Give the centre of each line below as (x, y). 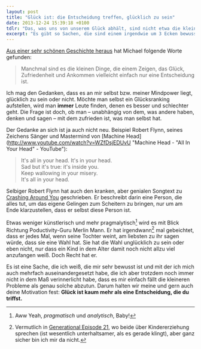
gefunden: (19, 57)
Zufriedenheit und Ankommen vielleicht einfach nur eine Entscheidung (108, 75)
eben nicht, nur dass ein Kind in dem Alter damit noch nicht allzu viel (91, 249)
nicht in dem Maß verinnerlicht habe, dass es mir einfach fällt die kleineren (98, 279)
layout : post (22, 12)
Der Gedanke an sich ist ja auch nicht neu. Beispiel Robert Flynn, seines (95, 130)
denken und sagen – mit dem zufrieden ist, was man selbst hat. (84, 118)
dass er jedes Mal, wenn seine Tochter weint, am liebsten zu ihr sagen (93, 236)
